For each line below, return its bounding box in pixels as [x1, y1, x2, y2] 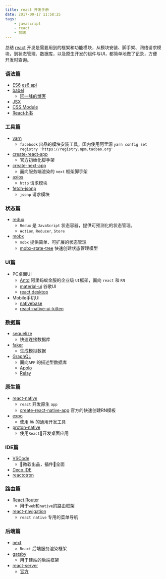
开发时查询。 [5, 57, 31, 62]
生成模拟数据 [19, 348, 46, 354]
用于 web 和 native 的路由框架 [19, 503, 75, 509]
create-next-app [12, 162, 46, 169]
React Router [12, 497, 39, 503]
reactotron [12, 472, 34, 478]
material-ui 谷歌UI [19, 284, 56, 289]
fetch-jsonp [12, 185, 36, 191]
